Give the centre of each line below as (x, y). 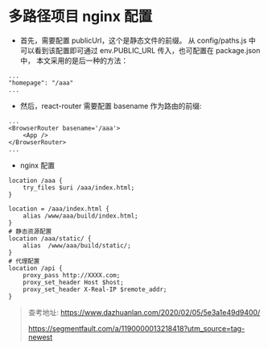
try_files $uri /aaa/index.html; (79, 187)
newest (40, 337)
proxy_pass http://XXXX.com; (72, 275)
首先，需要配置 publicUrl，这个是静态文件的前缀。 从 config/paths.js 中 (138, 40)
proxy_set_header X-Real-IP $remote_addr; (95, 289)
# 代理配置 (24, 261)
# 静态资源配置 (30, 231)
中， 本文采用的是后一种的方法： (74, 60)
